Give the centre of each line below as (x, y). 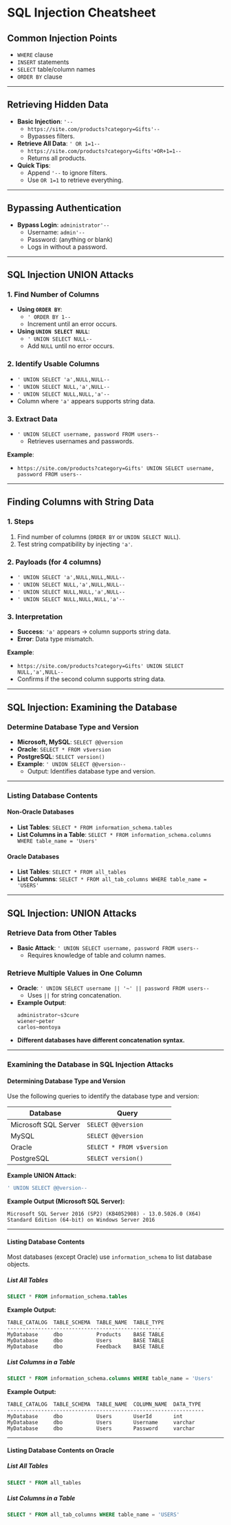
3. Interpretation (35, 616)
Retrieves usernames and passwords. (80, 441)
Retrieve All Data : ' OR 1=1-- (59, 143)
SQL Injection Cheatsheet (81, 13)
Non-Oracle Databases (41, 812)
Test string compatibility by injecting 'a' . (75, 544)
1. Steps (21, 522)
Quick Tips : (34, 165)
